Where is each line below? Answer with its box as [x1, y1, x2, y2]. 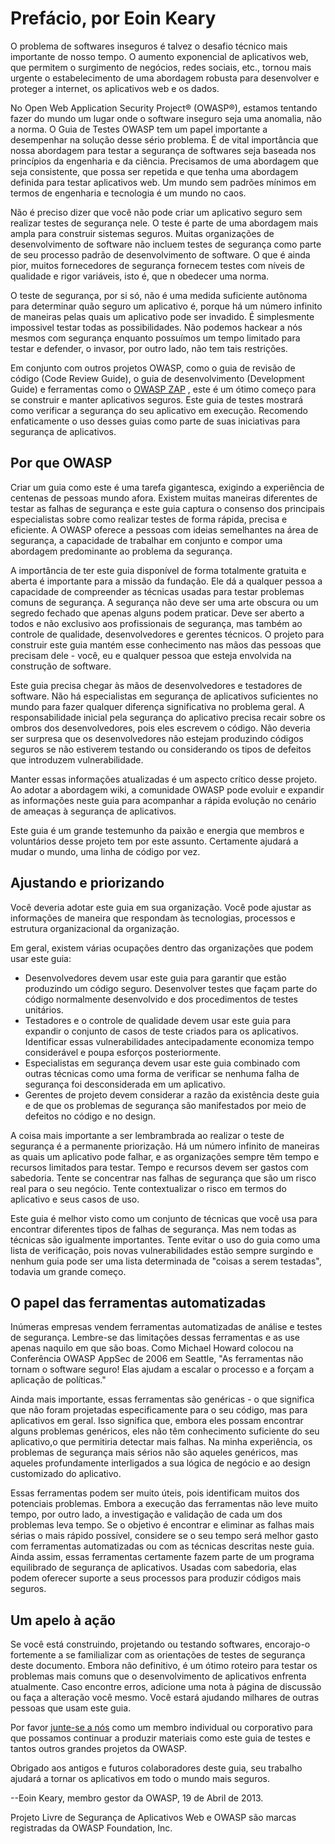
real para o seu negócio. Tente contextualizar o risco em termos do [10, 1182, 287, 1194]
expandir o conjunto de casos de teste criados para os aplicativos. [24, 1025, 299, 1037]
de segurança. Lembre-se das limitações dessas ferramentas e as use [10, 1332, 300, 1344]
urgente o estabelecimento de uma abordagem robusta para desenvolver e [10, 72, 320, 84]
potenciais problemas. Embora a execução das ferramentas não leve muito [10, 1498, 318, 1510]
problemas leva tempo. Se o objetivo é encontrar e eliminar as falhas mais [10, 1519, 315, 1531]
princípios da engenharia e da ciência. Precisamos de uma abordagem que [10, 155, 319, 167]
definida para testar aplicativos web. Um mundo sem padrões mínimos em [10, 176, 317, 188]
